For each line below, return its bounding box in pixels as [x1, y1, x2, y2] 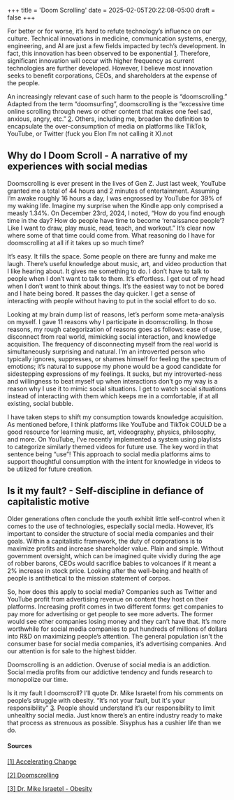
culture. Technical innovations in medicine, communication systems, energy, [7, 34, 227, 43]
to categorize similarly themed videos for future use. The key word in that [7, 442, 219, 451]
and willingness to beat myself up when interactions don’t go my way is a [7, 377, 218, 385]
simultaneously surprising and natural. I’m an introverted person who [7, 347, 205, 356]
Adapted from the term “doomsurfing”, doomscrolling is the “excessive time [7, 100, 225, 108]
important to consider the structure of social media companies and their [7, 529, 214, 537]
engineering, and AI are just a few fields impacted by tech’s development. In [7, 42, 226, 50]
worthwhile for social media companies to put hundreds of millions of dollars [7, 625, 228, 633]
